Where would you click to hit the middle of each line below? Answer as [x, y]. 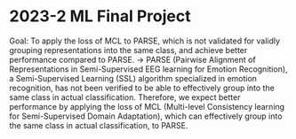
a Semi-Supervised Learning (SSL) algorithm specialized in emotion [133, 78]
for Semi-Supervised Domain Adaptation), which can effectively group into [146, 116]
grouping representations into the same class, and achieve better [128, 50]
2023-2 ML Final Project [100, 16]
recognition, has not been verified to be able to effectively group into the [142, 88]
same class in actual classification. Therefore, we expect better [125, 97]
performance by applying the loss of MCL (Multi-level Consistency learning [147, 106]
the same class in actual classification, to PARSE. [99, 125]
